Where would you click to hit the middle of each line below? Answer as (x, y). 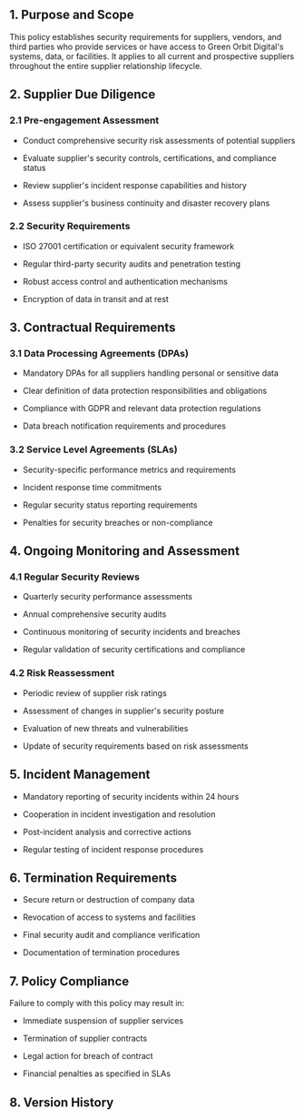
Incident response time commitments (92, 487)
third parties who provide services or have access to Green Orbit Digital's (147, 46)
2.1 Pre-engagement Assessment (84, 120)
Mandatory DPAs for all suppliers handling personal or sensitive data (151, 373)
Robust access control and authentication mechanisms (125, 281)
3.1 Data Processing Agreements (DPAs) (99, 354)
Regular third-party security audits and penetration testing (132, 264)
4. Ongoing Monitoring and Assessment (125, 551)
